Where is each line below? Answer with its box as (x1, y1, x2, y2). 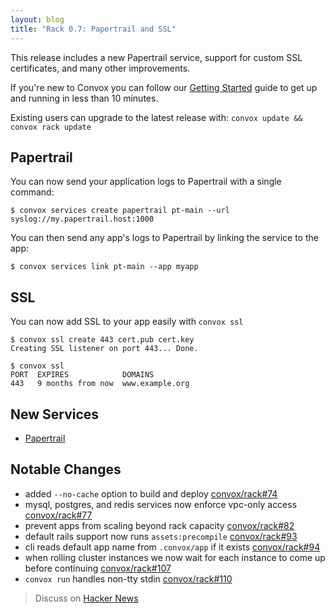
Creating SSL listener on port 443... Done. (10, 344, 199, 354)
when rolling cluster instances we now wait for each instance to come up (24, 551, 326, 563)
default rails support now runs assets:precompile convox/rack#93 (24, 530, 298, 542)
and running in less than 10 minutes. (10, 92, 159, 104)
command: (10, 186, 55, 198)
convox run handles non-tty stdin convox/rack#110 (24, 572, 233, 585)
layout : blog (10, 14, 65, 25)
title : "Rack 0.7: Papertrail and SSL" (10, 24, 177, 34)
